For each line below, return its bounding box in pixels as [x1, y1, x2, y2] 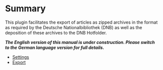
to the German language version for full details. [5, 44, 105, 50]
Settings [12, 54, 29, 60]
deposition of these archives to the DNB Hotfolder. [5, 30, 107, 35]
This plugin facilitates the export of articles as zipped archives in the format [5, 19, 158, 25]
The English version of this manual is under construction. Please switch [5, 39, 155, 45]
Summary [5, 3, 46, 14]
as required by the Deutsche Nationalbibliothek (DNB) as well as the [5, 24, 142, 30]
